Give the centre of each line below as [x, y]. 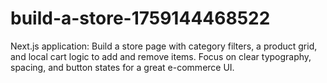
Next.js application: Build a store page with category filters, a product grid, [164, 46]
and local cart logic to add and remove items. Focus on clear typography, [161, 56]
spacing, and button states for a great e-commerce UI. [122, 67]
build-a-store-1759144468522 [140, 18]
